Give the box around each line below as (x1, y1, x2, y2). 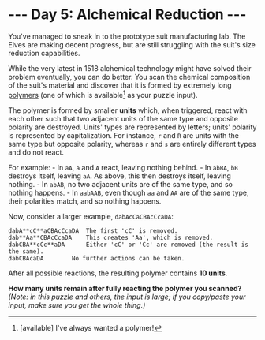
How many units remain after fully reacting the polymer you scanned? (8, 283, 242, 293)
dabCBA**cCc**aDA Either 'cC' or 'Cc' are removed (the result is (8, 241, 248, 248)
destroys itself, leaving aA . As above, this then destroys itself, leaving (8, 171, 231, 181)
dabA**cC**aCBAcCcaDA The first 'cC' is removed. (8, 226, 178, 234)
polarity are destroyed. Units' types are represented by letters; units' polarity (8, 122, 257, 132)
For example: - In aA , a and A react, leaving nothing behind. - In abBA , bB (8, 163, 238, 172)
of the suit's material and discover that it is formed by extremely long (8, 80, 232, 90)
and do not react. (8, 148, 65, 157)
